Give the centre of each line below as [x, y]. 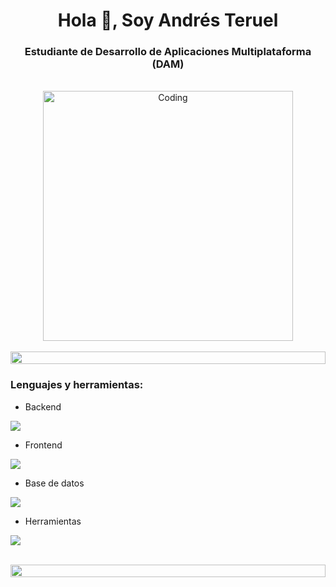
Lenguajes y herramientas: [77, 385]
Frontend [43, 445]
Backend [43, 406]
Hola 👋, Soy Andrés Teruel [168, 20]
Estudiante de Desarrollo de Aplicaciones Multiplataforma [168, 52]
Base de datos [54, 483]
